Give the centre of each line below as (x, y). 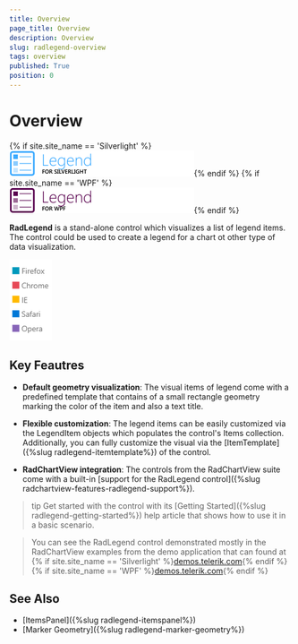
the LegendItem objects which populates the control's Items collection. (153, 433)
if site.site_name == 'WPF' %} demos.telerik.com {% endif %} (156, 571)
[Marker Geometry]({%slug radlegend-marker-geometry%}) (133, 630)
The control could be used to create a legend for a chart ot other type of (142, 236)
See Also (34, 599)
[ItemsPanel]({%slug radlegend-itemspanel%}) (109, 620)
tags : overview (38, 57)
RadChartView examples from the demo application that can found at (158, 552)
